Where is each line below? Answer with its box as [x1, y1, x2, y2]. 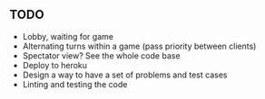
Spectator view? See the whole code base [22, 49, 181, 61]
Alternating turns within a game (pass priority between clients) [22, 40, 257, 51]
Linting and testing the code [22, 78, 128, 89]
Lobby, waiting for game [22, 31, 113, 41]
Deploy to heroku [22, 59, 88, 70]
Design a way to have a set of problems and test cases [22, 69, 228, 80]
